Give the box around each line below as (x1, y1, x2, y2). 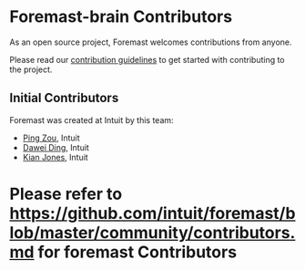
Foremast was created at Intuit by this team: (9, 114, 175, 125)
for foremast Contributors (37, 242, 238, 262)
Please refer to (9, 183, 123, 204)
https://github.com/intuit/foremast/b (9, 202, 296, 223)
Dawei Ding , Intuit (22, 141, 89, 152)
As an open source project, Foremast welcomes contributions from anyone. (9, 36, 292, 47)
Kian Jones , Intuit (22, 151, 88, 162)
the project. (9, 64, 53, 75)
